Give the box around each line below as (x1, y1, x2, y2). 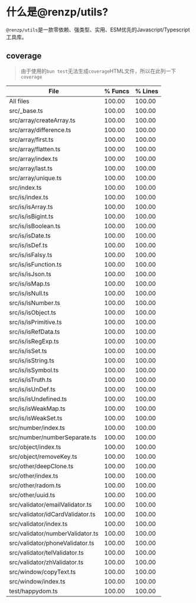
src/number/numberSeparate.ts (9, 433, 97, 441)
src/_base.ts (9, 106, 43, 115)
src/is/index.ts (9, 193, 48, 201)
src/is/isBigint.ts (9, 212, 54, 221)
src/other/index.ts (9, 471, 58, 479)
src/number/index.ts (9, 423, 66, 432)
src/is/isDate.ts (9, 231, 51, 239)
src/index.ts (9, 183, 42, 192)
